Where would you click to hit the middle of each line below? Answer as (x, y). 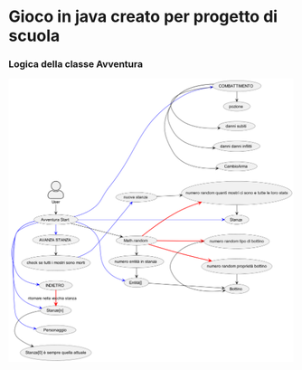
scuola (34, 36)
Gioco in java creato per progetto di (143, 17)
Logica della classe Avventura (76, 64)
